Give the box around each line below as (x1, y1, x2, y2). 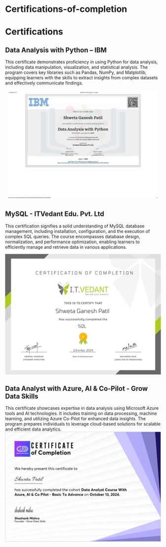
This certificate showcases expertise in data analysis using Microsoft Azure (5, 405, 159, 411)
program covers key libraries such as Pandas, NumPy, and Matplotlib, (5, 69, 147, 75)
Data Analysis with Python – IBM (5, 46, 107, 54)
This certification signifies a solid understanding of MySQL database (5, 223, 145, 229)
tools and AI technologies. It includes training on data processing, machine (5, 410, 157, 416)
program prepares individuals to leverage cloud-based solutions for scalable (5, 421, 161, 427)
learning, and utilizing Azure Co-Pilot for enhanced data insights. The (5, 415, 146, 422)
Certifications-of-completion (5, 3, 127, 15)
